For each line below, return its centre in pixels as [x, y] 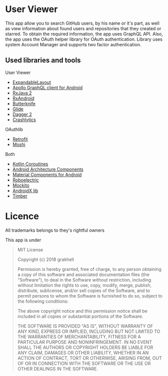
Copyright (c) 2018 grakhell [46, 259]
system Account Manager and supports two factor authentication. [73, 44]
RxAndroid [23, 98]
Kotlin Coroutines [30, 164]
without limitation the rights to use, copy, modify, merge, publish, [85, 285]
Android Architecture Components [48, 169]
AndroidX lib [25, 191]
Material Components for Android [47, 174]
